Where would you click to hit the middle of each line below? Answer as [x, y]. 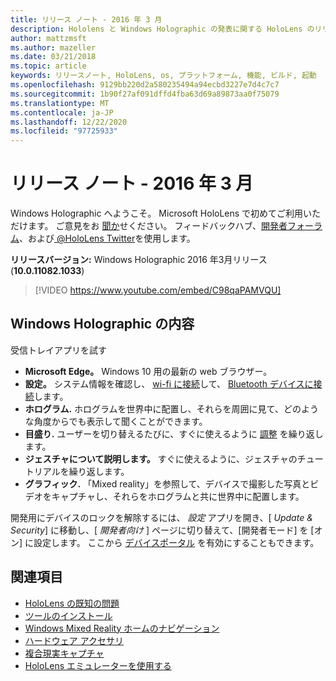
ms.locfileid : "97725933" [64, 131]
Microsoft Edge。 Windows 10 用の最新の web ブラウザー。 [148, 371]
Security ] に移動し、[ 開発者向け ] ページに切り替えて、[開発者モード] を [159, 530]
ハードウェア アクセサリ [74, 640]
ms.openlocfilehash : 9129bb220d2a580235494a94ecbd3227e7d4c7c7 [145, 85]
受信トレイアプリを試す [58, 350]
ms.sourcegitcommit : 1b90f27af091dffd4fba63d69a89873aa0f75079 [145, 94]
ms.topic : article [48, 66]
